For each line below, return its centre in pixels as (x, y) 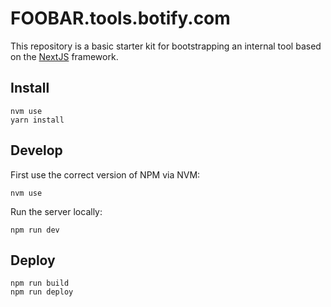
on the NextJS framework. (64, 56)
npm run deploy (42, 292)
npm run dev (35, 230)
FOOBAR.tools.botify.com (120, 18)
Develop (36, 150)
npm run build (40, 283)
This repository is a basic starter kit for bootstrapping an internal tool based (166, 46)
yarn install (37, 120)
